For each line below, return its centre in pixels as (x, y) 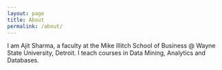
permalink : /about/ (35, 26)
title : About (26, 20)
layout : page (26, 13)
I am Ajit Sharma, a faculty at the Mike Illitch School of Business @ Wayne (111, 46)
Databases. (23, 60)
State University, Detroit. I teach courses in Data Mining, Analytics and (107, 53)
